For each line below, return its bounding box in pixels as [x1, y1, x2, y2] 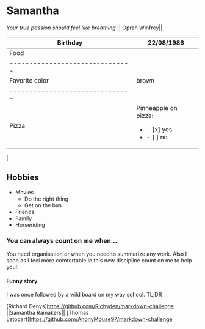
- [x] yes [146, 125, 173, 133]
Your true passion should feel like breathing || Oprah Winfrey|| [6, 24, 163, 31]
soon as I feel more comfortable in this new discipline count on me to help [6, 257, 192, 264]
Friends [15, 208, 35, 215]
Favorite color [9, 76, 49, 84]
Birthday [57, 38, 83, 46]
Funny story [6, 277, 38, 284]
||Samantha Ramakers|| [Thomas [6, 309, 89, 317]
